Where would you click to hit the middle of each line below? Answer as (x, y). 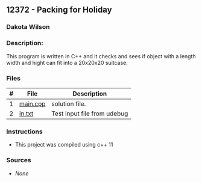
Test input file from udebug (90, 114)
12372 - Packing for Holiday (59, 10)
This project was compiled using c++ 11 (64, 145)
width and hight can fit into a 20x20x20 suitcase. (67, 62)
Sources (19, 160)
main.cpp (32, 103)
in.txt (26, 114)
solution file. (68, 103)
